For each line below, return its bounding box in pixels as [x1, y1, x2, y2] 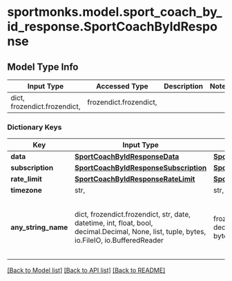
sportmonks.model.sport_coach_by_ [7, 4, 222, 20]
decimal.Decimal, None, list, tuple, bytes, [75, 227, 206, 237]
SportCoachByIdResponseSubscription [75, 163, 207, 173]
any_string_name [10, 222, 68, 232]
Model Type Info [7, 61, 79, 72]
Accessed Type [95, 81, 148, 90]
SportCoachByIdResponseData [75, 152, 180, 162]
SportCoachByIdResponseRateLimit [75, 174, 195, 184]
